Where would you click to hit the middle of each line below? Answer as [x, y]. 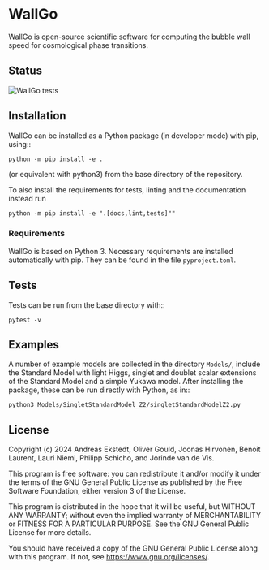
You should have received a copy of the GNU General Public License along [133, 548]
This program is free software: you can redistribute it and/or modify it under [134, 474]
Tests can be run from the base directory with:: [87, 304]
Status [26, 71]
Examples [34, 345]
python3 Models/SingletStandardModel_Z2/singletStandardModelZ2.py [125, 405]
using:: [19, 144]
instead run [27, 198]
